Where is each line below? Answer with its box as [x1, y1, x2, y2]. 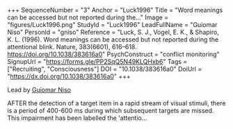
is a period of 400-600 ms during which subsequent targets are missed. [7, 107, 214, 114]
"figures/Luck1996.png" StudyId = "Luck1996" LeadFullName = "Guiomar [7, 21, 218, 28]
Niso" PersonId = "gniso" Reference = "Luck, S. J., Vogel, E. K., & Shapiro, [7, 28, 219, 36]
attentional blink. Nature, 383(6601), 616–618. [7, 43, 137, 51]
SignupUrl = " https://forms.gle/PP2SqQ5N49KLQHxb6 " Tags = [7, 58, 188, 65]
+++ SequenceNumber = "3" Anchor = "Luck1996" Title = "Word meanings [7, 6, 223, 14]
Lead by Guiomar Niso [7, 86, 72, 94]
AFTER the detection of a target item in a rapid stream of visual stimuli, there [7, 99, 226, 107]
